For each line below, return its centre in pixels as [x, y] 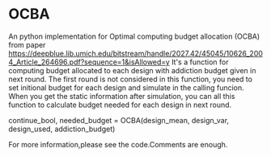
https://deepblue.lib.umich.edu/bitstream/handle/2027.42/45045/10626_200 [135, 53]
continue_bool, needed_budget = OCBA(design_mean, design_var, [119, 120]
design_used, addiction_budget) [62, 129]
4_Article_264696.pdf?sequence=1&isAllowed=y [89, 62]
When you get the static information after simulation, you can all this [122, 96]
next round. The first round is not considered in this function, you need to [131, 79]
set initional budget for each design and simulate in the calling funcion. [126, 87]
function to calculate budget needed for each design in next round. [120, 105]
